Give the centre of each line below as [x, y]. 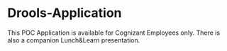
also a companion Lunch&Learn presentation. [74, 40]
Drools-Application [65, 13]
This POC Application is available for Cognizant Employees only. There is [114, 33]
